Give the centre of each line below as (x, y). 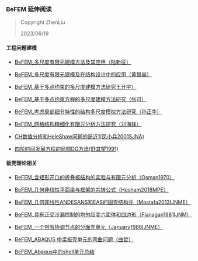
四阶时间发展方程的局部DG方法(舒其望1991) (66, 149)
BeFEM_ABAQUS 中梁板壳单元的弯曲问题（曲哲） (74, 239)
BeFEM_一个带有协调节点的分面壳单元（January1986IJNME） (89, 227)
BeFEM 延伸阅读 (29, 9)
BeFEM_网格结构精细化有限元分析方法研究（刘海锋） (78, 124)
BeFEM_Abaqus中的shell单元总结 (54, 252)
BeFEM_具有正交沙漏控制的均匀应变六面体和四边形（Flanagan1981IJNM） (103, 214)
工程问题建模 (21, 47)
